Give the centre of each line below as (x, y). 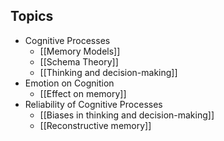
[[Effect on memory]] (83, 93)
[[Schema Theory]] (79, 61)
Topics (32, 16)
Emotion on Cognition (69, 83)
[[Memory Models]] (80, 51)
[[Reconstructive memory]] (95, 125)
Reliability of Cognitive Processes (93, 104)
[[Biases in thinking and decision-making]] (127, 115)
